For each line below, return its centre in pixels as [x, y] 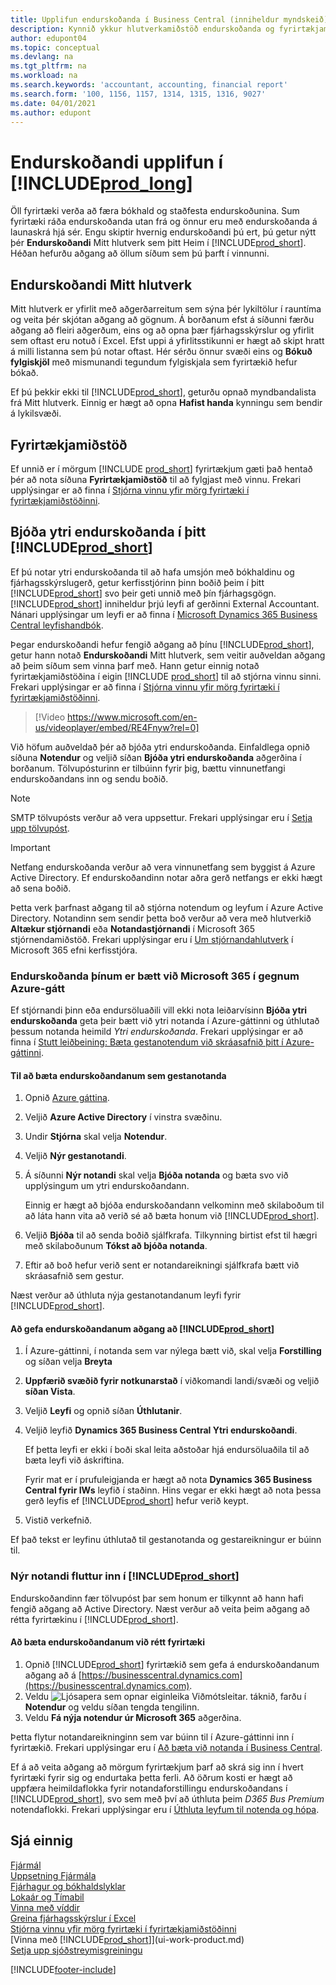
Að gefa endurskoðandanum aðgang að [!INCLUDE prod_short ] [142, 1328]
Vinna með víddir [45, 1907]
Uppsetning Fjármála [53, 1875]
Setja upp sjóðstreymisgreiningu [76, 1950]
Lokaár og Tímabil [47, 1897]
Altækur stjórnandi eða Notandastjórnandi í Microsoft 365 [132, 928]
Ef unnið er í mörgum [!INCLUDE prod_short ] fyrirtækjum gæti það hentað [161, 468]
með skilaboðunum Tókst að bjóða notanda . [116, 1246]
